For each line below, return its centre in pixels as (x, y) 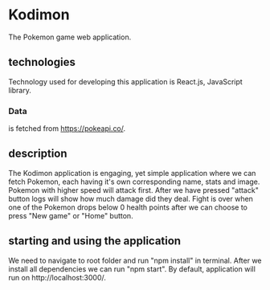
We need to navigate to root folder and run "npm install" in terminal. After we (135, 260)
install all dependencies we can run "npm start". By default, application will (132, 269)
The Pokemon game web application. (70, 37)
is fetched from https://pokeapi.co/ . (67, 129)
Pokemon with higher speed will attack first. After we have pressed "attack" (133, 190)
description (38, 154)
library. (20, 90)
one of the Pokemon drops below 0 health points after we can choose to (128, 207)
